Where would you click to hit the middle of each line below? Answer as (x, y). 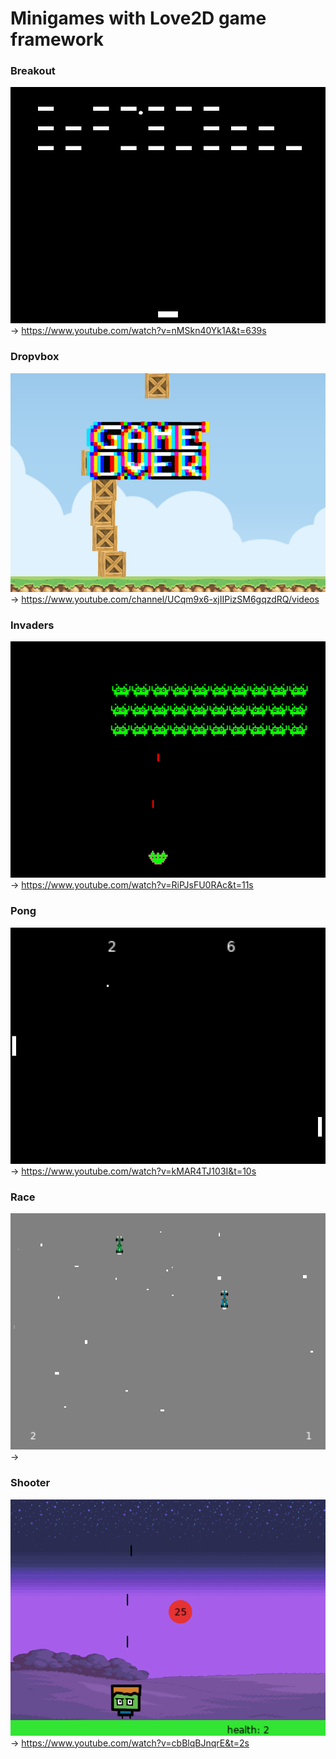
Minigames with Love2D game (138, 18)
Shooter (30, 1483)
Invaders (32, 625)
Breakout (33, 71)
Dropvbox (35, 357)
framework (57, 39)
